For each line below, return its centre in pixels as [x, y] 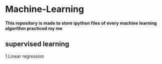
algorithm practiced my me [34, 28]
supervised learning [37, 44]
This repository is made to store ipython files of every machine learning [81, 23]
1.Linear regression [25, 56]
